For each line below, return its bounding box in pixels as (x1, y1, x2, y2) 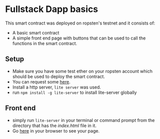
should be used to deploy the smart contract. (12, 73, 105, 79)
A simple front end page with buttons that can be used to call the (12, 35, 146, 41)
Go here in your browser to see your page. (12, 127, 100, 133)
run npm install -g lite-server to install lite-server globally (12, 89, 137, 95)
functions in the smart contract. (12, 40, 77, 46)
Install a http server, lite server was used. (12, 84, 101, 90)
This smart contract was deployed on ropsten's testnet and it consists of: (5, 20, 156, 26)
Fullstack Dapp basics (5, 3, 98, 15)
